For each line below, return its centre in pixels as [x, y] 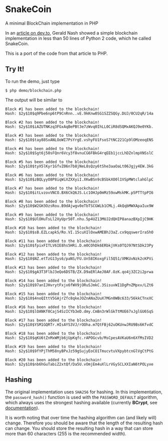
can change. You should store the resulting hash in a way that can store [79, 428]
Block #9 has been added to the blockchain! [52, 215]
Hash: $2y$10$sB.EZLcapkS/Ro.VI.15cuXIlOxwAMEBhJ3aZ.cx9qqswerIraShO [79, 232]
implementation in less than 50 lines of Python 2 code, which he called [78, 38]
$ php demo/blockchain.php [33, 91]
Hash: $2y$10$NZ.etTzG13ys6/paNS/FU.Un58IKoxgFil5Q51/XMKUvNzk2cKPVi [79, 258]
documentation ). [22, 408]
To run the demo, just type [33, 81]
